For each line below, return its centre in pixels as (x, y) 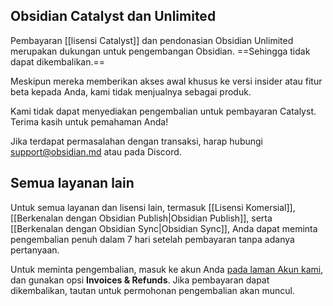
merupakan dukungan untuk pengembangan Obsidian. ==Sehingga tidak (160, 51)
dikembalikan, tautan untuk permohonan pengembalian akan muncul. (152, 290)
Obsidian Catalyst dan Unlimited (113, 16)
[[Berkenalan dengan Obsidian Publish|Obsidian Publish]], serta (141, 218)
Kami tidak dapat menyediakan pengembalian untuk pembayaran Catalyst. (163, 111)
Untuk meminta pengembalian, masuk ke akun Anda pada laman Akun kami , (167, 269)
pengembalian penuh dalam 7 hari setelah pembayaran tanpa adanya (152, 239)
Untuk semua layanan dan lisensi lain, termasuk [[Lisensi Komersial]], (153, 207)
